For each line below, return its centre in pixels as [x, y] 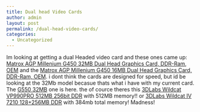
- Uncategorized [32, 40]
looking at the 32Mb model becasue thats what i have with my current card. [100, 83]
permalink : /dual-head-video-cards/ [52, 29]
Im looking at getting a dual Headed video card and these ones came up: [97, 57]
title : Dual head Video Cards [44, 12]
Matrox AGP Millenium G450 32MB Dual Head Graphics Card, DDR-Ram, [97, 64]
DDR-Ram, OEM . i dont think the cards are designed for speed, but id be [96, 77]
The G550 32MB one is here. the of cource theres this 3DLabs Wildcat [94, 89]
